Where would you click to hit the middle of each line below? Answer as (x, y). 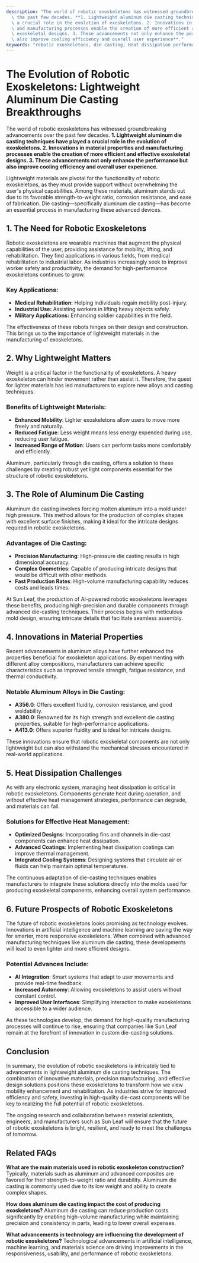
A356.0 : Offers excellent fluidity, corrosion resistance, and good (94, 705)
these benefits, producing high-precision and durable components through (97, 606)
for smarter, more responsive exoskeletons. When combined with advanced (98, 936)
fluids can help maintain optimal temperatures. (71, 866)
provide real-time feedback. (49, 983)
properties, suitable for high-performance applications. (82, 724)
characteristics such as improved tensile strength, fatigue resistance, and (96, 670)
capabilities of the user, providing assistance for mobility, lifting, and (89, 249)
